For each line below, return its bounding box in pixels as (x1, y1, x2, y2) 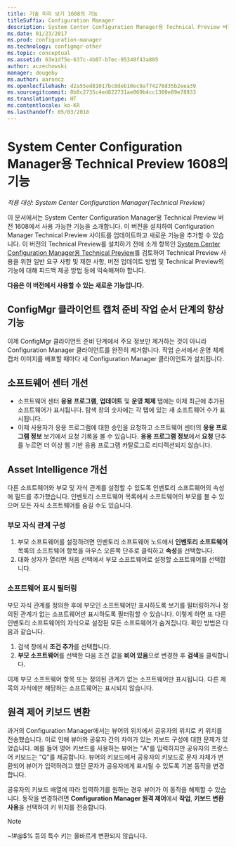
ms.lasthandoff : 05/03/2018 (7, 108, 90, 115)
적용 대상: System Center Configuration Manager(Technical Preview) (7, 198, 205, 206)
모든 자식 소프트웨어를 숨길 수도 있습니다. (20, 501, 133, 510)
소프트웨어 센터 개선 (7, 377, 88, 389)
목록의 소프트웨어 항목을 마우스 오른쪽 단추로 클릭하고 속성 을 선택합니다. (17, 546, 215, 555)
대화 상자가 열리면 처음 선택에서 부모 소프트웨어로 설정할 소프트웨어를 (17, 556, 207, 564)
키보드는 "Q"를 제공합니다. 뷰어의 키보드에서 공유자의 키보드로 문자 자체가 (14, 753, 216, 761)
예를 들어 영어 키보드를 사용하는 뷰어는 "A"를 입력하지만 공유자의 (33, 744, 210, 752)
